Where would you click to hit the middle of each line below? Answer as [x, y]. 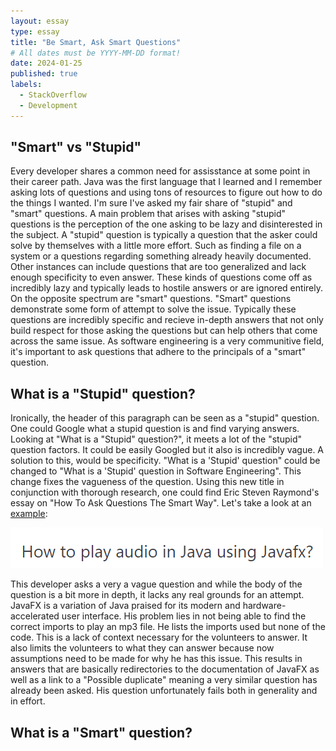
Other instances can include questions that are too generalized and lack [158, 267]
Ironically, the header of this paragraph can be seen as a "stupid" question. [165, 418]
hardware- [264, 606]
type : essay [35, 31]
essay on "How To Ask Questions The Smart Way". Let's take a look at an [161, 503]
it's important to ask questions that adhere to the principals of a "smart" [158, 352]
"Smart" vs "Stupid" [76, 147]
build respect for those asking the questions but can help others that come [164, 331]
